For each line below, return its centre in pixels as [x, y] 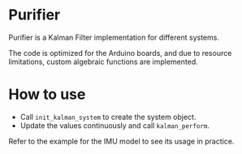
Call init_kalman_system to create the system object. [108, 117]
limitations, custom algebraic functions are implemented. [104, 62]
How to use [47, 94]
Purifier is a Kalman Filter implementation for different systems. [114, 37]
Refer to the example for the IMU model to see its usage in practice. [121, 141]
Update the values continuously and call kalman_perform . [115, 125]
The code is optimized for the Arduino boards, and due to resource [120, 53]
